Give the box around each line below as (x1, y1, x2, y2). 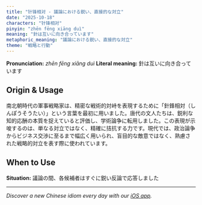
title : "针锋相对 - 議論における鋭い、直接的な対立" (6, 8, 124, 15)
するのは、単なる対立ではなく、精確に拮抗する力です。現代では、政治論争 (11, 124, 195, 131)
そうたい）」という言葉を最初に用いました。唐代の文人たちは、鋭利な (22, 109, 194, 116)
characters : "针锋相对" (6, 20, 62, 26)
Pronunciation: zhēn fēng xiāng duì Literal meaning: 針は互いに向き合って (6, 60, 191, 67)
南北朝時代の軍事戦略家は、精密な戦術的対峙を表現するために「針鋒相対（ (6, 102, 191, 109)
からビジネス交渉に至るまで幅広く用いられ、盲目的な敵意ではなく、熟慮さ (6, 132, 191, 139)
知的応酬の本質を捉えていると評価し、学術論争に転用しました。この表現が (6, 117, 191, 124)
